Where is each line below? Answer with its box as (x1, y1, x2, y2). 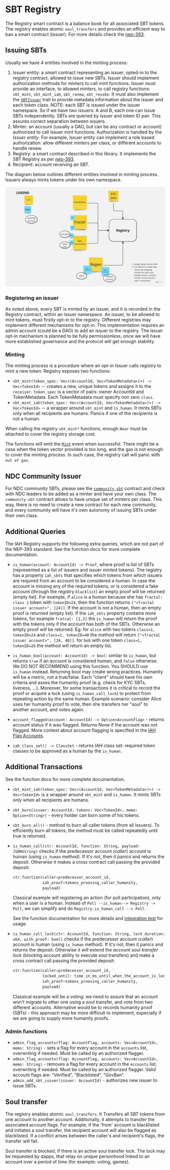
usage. (12, 921, 27, 927)
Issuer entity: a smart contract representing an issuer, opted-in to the (12, 69, 157, 75)
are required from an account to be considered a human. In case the (12, 578, 156, 583)
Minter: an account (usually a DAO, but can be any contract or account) (12, 123, 162, 129)
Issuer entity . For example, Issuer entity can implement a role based (12, 134, 155, 141)
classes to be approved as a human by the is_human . (12, 748, 122, 754)
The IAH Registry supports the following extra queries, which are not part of (5, 541, 164, 547)
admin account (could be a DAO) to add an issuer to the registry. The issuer (5, 327, 163, 334)
